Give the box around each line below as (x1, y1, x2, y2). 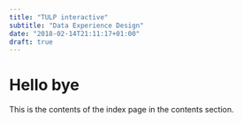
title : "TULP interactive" (9, 12, 109, 22)
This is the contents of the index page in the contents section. (9, 105, 234, 115)
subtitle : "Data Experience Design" (9, 21, 144, 30)
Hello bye (9, 76, 80, 95)
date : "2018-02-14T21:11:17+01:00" (9, 29, 140, 38)
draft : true (9, 37, 53, 47)
